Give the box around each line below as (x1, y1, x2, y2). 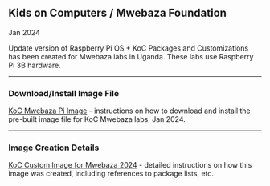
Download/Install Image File (8, 87, 119, 99)
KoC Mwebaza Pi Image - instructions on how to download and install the (8, 106, 251, 115)
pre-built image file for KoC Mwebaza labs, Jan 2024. (8, 115, 186, 124)
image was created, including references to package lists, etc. (8, 168, 215, 179)
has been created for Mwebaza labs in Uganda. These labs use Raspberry (8, 51, 254, 61)
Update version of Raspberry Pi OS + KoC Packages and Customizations (8, 43, 249, 53)
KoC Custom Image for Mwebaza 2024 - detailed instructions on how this (8, 160, 252, 170)
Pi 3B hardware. (8, 60, 62, 70)
